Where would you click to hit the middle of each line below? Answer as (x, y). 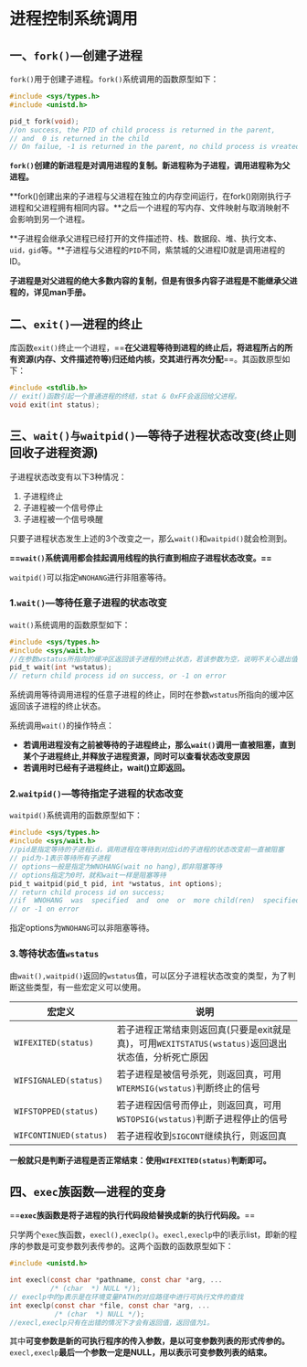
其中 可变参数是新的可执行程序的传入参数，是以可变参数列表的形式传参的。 (149, 1341)
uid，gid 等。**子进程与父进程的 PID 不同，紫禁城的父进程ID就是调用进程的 (148, 250)
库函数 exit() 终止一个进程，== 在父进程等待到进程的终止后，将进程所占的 (147, 347)
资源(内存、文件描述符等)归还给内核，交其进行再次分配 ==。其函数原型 (150, 359)
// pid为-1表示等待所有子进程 (60, 859)
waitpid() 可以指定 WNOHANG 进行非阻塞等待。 (90, 577)
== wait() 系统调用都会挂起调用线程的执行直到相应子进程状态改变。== (141, 558)
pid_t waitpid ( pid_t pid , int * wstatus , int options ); (116, 883)
